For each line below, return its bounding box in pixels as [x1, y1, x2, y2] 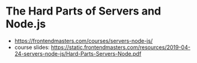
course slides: [14, 44, 50, 51]
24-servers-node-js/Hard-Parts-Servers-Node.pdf [14, 50, 142, 57]
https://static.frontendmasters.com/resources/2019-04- [50, 44, 191, 51]
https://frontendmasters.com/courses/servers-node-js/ [14, 37, 153, 44]
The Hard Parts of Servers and [5, 4, 161, 18]
